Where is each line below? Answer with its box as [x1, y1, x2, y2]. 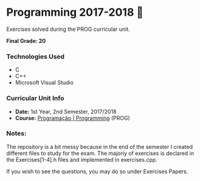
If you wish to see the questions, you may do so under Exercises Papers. [6, 168, 188, 175]
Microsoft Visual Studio [15, 79, 74, 87]
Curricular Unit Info [6, 94, 64, 102]
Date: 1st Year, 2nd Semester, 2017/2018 [15, 108, 117, 115]
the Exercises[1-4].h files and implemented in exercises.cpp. [6, 156, 158, 163]
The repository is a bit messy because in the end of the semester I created [6, 143, 193, 150]
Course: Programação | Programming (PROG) [15, 114, 131, 122]
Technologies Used [6, 52, 65, 61]
